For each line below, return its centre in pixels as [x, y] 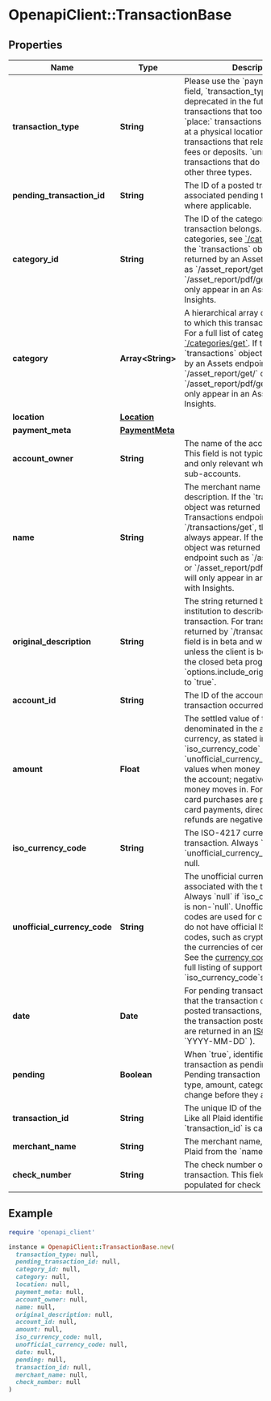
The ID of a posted [219, 185]
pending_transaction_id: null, [68, 1262]
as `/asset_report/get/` [227, 269]
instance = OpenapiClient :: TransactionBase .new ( [92, 1247]
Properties [35, 45]
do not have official [221, 927]
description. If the [218, 497]
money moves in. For [224, 789]
